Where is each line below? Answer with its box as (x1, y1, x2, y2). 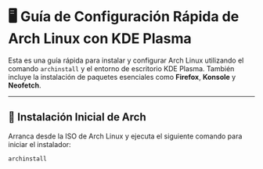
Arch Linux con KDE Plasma (8, 30, 192, 48)
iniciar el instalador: (8, 139, 72, 149)
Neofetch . (8, 81, 41, 90)
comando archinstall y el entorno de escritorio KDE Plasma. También (8, 63, 235, 73)
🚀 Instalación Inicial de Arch (8, 110, 146, 124)
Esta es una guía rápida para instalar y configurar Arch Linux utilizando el (8, 56, 244, 65)
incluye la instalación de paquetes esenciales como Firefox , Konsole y (8, 72, 236, 81)
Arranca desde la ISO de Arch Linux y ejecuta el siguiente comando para (8, 131, 243, 141)
